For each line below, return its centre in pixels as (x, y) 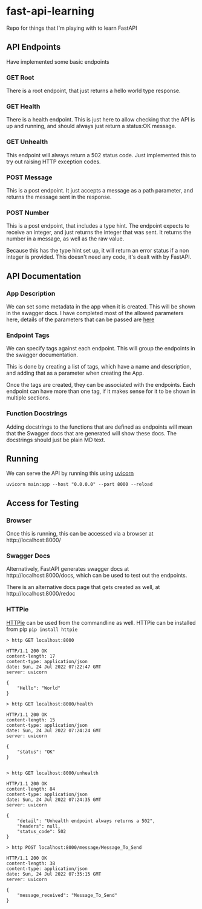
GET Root (20, 77)
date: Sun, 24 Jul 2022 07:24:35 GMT (54, 800)
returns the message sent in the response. (59, 197)
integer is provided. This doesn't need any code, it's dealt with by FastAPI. (99, 257)
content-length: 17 (31, 656)
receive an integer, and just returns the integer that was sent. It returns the (99, 233)
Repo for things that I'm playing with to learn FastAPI (72, 28)
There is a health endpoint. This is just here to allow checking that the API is (101, 120)
